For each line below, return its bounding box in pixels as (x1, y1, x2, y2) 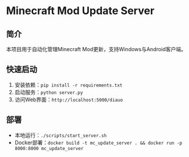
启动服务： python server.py (14, 88, 84, 95)
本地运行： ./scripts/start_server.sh (14, 131, 107, 139)
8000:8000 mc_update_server (14, 145, 84, 151)
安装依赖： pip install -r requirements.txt (14, 81, 122, 88)
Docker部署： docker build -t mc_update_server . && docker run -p (14, 139, 183, 146)
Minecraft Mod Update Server (6, 4, 155, 18)
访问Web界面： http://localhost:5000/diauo (14, 96, 123, 103)
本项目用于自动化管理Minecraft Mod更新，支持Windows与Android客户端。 (6, 46, 187, 52)
